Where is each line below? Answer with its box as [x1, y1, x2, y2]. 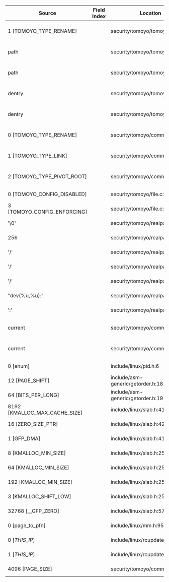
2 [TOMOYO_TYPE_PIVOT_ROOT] [8, 173, 87, 180]
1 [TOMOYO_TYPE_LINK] [8, 152, 68, 159]
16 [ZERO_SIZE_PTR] [8, 421, 58, 427]
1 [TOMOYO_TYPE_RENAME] [8, 28, 77, 34]
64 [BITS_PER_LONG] [8, 392, 59, 399]
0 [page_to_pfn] [8, 522, 46, 529]
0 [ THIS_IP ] [8, 537, 35, 543]
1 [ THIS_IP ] [8, 551, 35, 558]
